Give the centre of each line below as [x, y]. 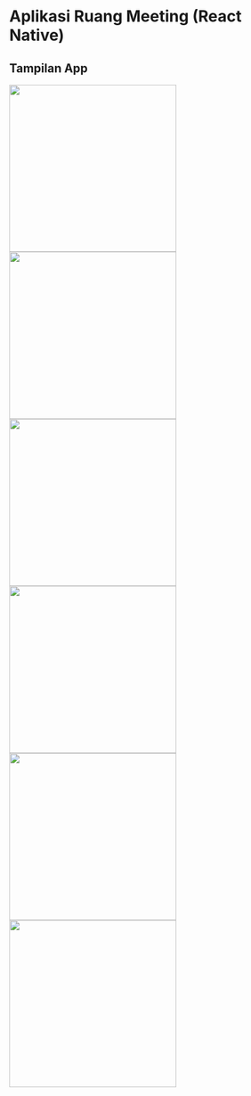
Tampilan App [49, 68]
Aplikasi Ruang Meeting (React [125, 16]
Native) [37, 35]
